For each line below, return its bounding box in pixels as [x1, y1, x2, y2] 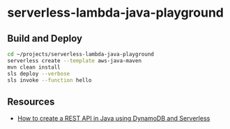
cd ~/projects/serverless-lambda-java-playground [7, 51, 155, 58]
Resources [7, 96, 55, 108]
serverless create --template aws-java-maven [7, 57, 141, 64]
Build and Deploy [7, 33, 82, 44]
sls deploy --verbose [7, 70, 70, 77]
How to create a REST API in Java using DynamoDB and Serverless [17, 114, 210, 123]
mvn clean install [7, 64, 61, 71]
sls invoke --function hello [7, 76, 92, 84]
